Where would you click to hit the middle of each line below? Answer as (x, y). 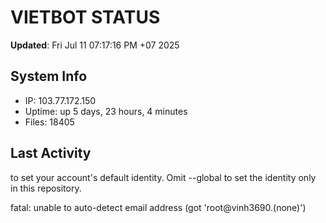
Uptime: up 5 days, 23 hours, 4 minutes (106, 111)
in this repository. (46, 188)
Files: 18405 (49, 122)
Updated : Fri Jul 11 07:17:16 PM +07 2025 (95, 45)
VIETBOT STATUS (85, 17)
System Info (49, 76)
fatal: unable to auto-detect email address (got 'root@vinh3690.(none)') (158, 207)
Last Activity (51, 153)
